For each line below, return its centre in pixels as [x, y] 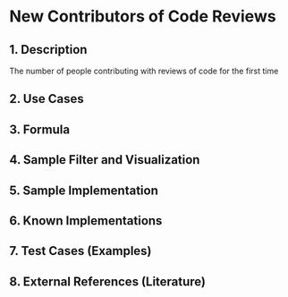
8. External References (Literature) [108, 281]
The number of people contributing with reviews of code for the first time [144, 71]
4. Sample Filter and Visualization [105, 160]
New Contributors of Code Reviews [143, 17]
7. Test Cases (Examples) [80, 251]
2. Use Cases [47, 99]
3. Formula [39, 129]
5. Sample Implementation [84, 190]
